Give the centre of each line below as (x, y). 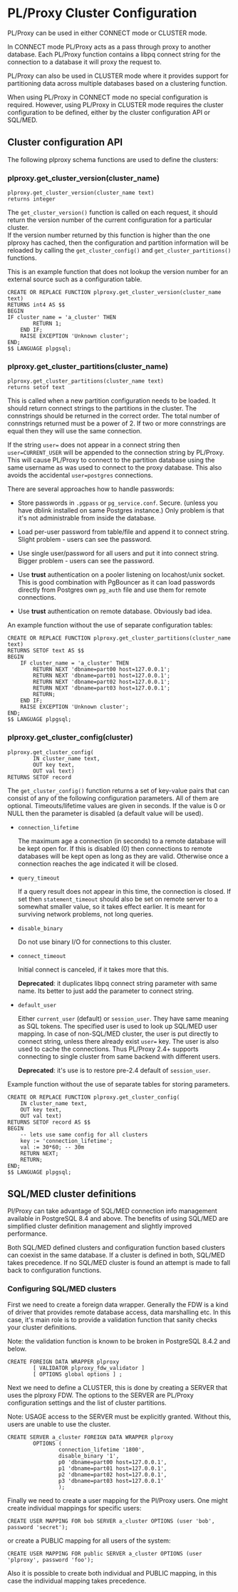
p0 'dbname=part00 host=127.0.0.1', (113, 1462)
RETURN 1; (47, 324)
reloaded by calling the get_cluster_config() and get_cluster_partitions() (119, 251)
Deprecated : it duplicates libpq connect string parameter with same (117, 983)
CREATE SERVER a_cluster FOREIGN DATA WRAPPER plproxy (90, 1437)
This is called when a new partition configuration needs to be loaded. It (112, 400)
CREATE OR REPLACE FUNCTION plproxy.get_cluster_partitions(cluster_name (119, 638)
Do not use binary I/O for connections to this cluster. (94, 942)
